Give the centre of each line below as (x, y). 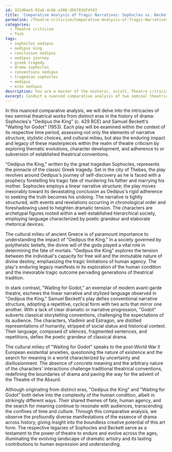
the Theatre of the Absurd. (33, 380)
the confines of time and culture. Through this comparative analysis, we (81, 411)
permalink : (17, 20)
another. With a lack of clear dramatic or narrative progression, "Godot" (81, 310)
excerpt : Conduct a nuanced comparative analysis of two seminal (76, 96)
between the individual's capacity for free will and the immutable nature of (84, 256)
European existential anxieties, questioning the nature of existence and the (84, 352)
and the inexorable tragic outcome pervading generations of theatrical (79, 272)
